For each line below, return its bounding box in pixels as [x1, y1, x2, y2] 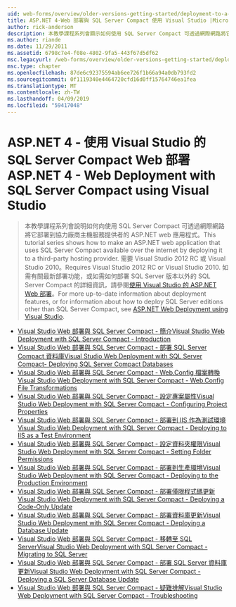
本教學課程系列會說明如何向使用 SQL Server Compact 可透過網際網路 [24, 221, 225, 230]
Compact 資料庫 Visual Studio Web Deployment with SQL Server [17, 351, 202, 360]
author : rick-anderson [7, 23, 74, 30]
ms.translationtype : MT [7, 82, 77, 89]
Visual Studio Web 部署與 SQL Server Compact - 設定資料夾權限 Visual [17, 439, 221, 448]
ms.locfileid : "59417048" [7, 102, 83, 109]
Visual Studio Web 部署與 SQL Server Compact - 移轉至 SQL [17, 534, 192, 543]
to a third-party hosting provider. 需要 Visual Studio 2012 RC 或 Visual [24, 254, 226, 263]
